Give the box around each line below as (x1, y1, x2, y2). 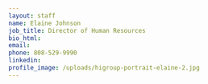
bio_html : (8, 34, 42, 42)
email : (8, 42, 31, 50)
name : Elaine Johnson (8, 19, 81, 27)
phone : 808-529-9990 (8, 49, 78, 57)
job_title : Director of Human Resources (8, 26, 147, 34)
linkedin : (8, 57, 42, 65)
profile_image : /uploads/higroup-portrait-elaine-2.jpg (8, 64, 200, 72)
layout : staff (8, 11, 56, 20)
